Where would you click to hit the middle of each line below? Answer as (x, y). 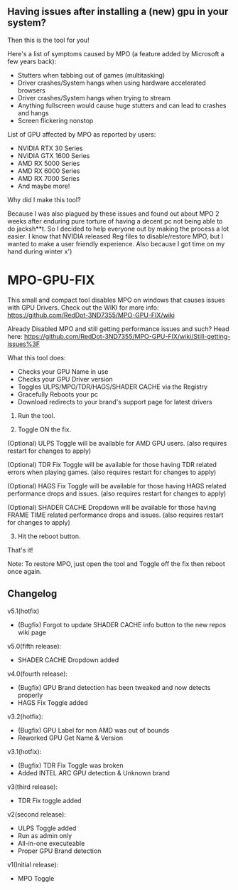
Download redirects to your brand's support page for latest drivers (115, 402)
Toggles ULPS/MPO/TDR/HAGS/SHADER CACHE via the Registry (113, 387)
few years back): (32, 61)
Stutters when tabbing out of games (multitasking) (91, 75)
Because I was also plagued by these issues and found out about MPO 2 (113, 214)
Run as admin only (45, 835)
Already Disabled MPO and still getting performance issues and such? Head (118, 329)
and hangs (33, 112)
